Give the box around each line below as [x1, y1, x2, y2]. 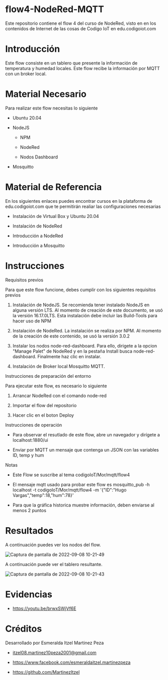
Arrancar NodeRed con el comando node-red [12, 392, 107, 399]
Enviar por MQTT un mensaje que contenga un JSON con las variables [12, 446, 159, 452]
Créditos [5, 623, 42, 634]
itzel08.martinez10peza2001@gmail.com [12, 649, 97, 655]
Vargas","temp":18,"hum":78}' [12, 492, 74, 498]
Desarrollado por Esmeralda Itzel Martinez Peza [5, 640, 104, 646]
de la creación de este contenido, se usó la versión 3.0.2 [12, 333, 130, 339]
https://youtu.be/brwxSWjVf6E [12, 605, 76, 611]
